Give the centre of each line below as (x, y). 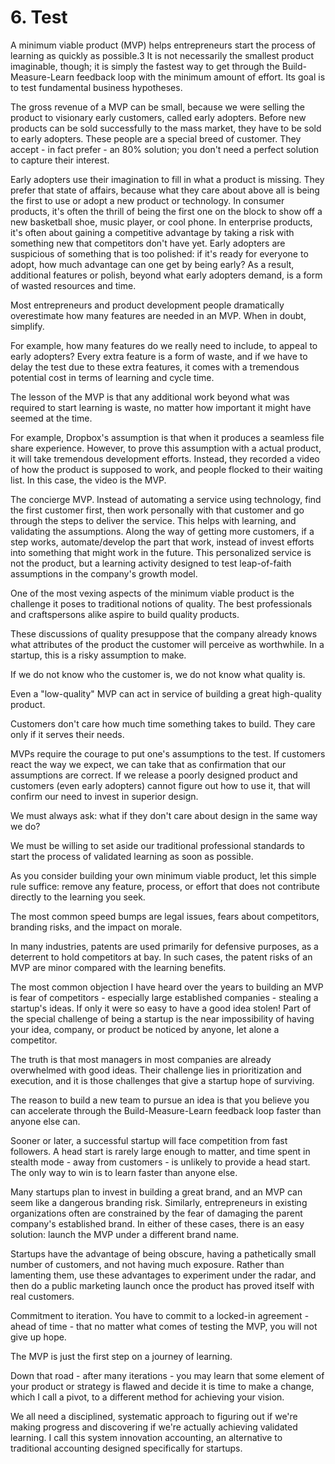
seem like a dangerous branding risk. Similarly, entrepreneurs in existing (159, 1202)
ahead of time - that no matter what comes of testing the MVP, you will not (164, 1326)
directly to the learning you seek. (78, 897)
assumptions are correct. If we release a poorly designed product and (154, 775)
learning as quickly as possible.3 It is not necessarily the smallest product (162, 55)
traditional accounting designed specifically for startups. (126, 1448)
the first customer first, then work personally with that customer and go (157, 510)
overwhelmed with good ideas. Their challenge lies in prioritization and (156, 1070)
